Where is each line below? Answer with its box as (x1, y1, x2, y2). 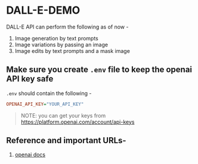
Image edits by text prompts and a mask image (14, 47, 130, 54)
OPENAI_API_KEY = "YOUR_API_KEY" (6, 101, 84, 107)
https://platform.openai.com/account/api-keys (20, 118, 135, 125)
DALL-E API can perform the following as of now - (6, 23, 129, 30)
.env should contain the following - (6, 90, 92, 97)
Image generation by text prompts (14, 34, 98, 42)
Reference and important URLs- (6, 135, 126, 146)
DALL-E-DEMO (6, 4, 81, 17)
